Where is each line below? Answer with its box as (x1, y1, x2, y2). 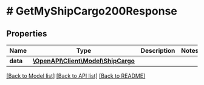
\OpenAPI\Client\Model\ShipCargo (32, 56, 135, 65)
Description (140, 47, 175, 55)
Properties (6, 29, 47, 39)
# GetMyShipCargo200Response (6, 4, 178, 18)
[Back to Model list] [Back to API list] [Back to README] (6, 72, 146, 80)
